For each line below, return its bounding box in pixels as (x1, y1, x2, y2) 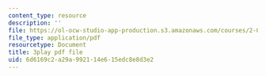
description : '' (8, 19, 62, 27)
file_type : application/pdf (8, 33, 101, 42)
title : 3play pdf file (8, 48, 83, 56)
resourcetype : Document (8, 41, 87, 49)
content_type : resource (8, 11, 87, 20)
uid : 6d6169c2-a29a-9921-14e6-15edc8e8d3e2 (8, 56, 154, 64)
